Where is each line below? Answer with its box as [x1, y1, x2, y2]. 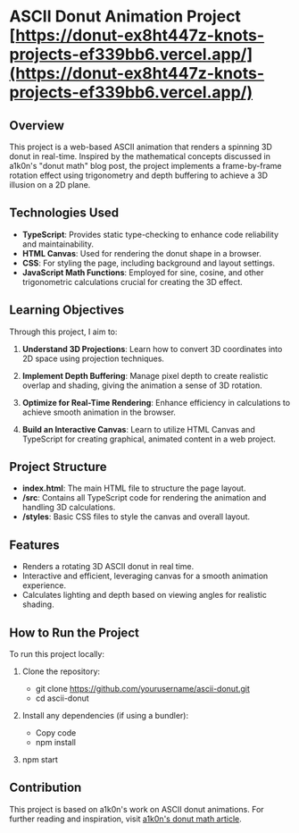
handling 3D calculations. [21, 502, 116, 513]
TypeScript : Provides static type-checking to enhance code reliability [21, 229, 279, 240]
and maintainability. [21, 239, 95, 249]
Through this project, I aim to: [9, 326, 118, 337]
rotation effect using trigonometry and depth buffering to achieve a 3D [9, 170, 269, 181]
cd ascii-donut [35, 693, 89, 703]
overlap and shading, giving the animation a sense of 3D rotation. [21, 380, 263, 391]
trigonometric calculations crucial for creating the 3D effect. [21, 276, 243, 287]
